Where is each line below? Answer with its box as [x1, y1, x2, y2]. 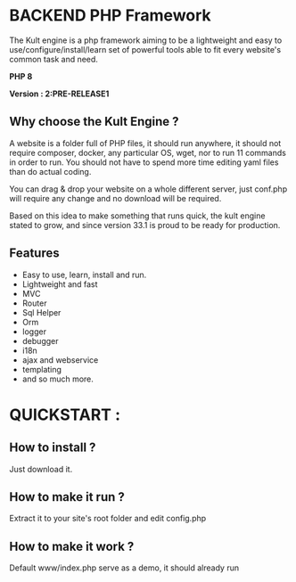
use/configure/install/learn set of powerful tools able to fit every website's [9, 44, 282, 54]
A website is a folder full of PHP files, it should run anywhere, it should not [9, 137, 282, 148]
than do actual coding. [9, 166, 92, 176]
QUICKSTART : [9, 405, 120, 424]
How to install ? [9, 440, 96, 455]
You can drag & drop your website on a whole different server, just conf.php [9, 184, 288, 194]
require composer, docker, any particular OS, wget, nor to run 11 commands [9, 147, 287, 158]
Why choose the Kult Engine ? [9, 114, 180, 129]
